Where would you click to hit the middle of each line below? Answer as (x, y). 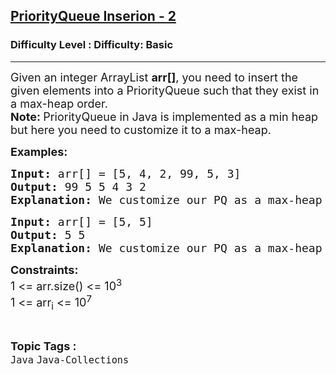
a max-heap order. (59, 103)
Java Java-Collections (70, 360)
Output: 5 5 (48, 234)
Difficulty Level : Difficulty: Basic (92, 45)
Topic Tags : (43, 346)
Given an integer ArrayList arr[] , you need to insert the (154, 77)
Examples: (39, 151)
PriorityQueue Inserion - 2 (93, 16)
